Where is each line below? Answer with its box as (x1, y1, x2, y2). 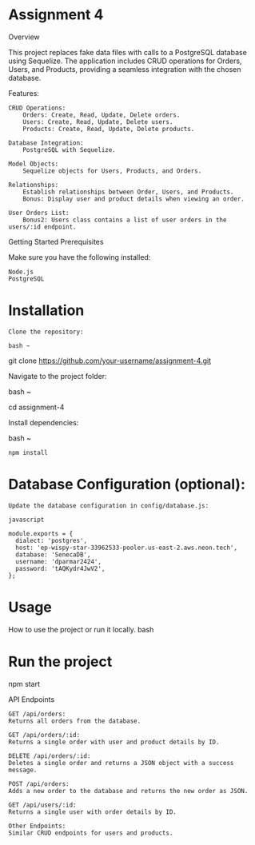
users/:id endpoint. (8, 222, 78, 231)
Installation (8, 301, 85, 320)
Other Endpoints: (8, 822, 66, 830)
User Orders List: (8, 209, 70, 217)
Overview (8, 32, 40, 42)
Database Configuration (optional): (8, 476, 245, 493)
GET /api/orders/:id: (8, 731, 81, 739)
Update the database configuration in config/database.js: (8, 501, 209, 509)
